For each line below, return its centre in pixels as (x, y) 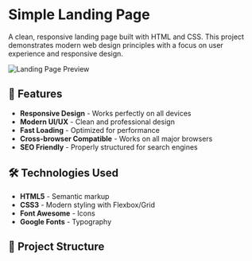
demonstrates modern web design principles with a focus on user (116, 45)
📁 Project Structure (56, 246)
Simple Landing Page (79, 15)
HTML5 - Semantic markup (64, 196)
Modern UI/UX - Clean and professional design (97, 122)
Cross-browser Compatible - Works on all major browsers (116, 138)
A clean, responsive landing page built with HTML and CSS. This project (126, 37)
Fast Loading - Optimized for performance (90, 130)
